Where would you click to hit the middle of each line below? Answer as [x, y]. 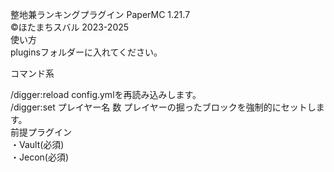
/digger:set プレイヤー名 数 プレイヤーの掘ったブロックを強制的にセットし [163, 107]
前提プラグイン [41, 132]
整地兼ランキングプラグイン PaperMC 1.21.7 [100, 14]
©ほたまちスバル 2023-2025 [70, 27]
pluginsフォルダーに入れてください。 [86, 52]
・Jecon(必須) [40, 157]
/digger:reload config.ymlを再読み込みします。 [106, 94]
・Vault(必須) [37, 144]
